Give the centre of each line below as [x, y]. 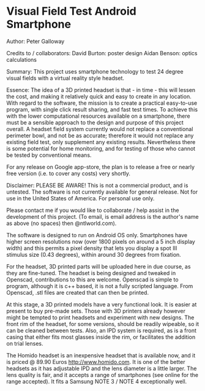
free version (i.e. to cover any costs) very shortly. [68, 173]
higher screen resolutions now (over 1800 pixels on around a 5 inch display [101, 241]
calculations [21, 59]
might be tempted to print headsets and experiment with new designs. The [100, 317]
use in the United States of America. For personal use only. [80, 198]
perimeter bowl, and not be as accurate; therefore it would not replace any [100, 135]
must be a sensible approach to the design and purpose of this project [95, 122]
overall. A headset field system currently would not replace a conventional [100, 129]
